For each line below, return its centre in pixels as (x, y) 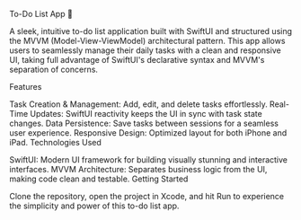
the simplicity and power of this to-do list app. (94, 206)
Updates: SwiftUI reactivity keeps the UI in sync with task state (146, 114)
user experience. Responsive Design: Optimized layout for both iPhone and (148, 133)
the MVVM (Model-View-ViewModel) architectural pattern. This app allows (147, 41)
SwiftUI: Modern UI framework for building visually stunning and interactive (148, 160)
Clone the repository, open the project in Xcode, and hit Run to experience (147, 196)
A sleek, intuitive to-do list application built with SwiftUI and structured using (151, 31)
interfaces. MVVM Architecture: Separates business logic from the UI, (138, 169)
